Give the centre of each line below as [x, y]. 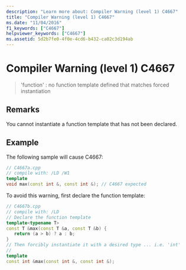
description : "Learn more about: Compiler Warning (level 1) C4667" [92, 12]
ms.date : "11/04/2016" [34, 22]
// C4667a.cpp [24, 168]
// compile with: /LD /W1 [38, 173]
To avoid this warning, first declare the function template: [76, 195]
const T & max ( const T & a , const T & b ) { [57, 229]
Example [22, 143]
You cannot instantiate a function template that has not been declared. [92, 124]
